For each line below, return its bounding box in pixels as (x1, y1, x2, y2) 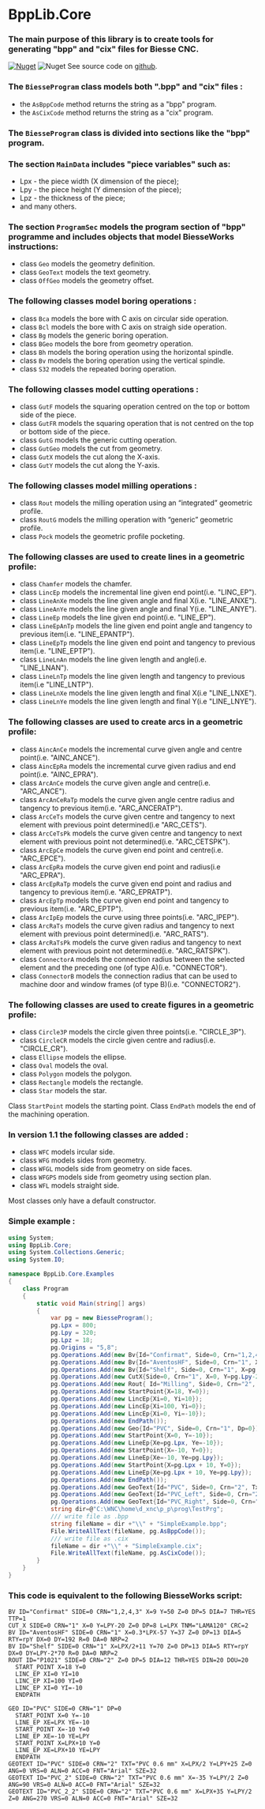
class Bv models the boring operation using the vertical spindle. (19, 356, 226, 365)
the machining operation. (8, 1110, 90, 1119)
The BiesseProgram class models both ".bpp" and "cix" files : (8, 81, 243, 92)
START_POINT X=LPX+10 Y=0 (15, 1739, 101, 1747)
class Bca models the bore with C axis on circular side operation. (19, 314, 229, 323)
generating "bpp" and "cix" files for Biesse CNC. (8, 43, 200, 55)
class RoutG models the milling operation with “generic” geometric (19, 515, 233, 525)
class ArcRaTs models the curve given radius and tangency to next (19, 921, 235, 930)
